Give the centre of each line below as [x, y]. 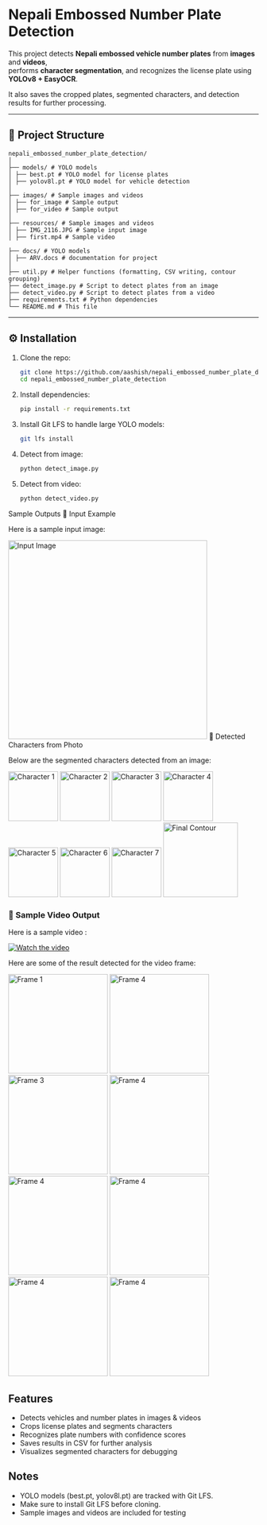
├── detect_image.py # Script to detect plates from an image [113, 285]
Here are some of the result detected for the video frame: [102, 963]
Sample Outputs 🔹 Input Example [62, 514]
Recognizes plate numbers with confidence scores [103, 1434]
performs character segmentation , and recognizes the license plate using [130, 70]
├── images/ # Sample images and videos [76, 195]
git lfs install [46, 439]
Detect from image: [51, 454]
